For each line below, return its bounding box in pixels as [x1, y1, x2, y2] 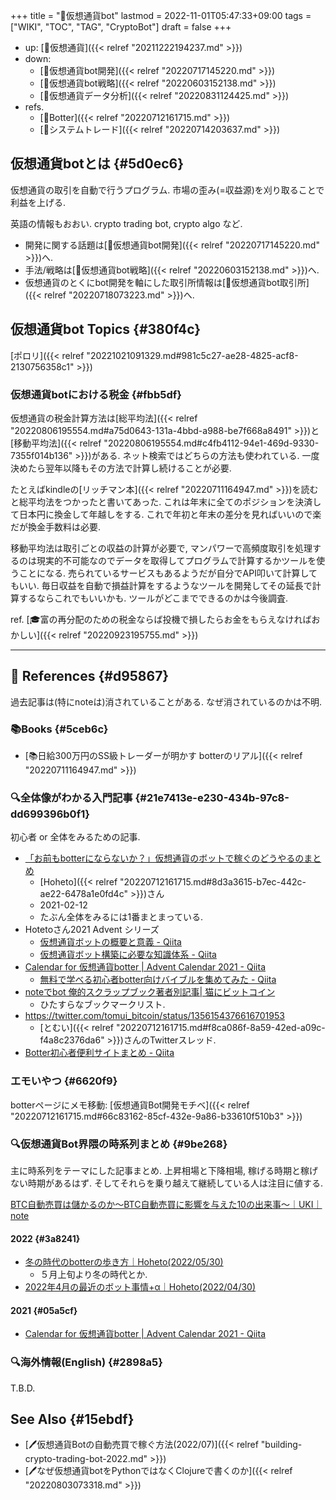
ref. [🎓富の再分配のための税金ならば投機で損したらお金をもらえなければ [10, 613, 312, 625]
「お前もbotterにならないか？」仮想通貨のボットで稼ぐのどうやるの [24, 852, 305, 864]
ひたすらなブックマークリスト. [39, 999, 166, 1011]
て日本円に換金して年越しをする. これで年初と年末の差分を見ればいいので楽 [10, 508, 322, 520]
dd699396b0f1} [10, 807, 90, 821]
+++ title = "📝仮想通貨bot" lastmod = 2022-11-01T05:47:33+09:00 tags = [10, 10, 312, 21]
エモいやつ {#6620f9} [10, 1074, 118, 1088]
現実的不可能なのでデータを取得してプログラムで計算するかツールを [36, 554, 317, 566]
